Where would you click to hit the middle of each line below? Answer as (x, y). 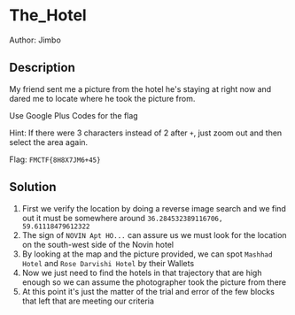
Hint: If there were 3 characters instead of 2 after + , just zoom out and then (146, 133)
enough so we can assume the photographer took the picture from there (154, 282)
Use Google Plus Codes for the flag (74, 115)
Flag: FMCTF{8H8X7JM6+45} (55, 159)
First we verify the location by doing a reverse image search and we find (154, 208)
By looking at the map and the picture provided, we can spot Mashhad (147, 254)
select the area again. (49, 142)
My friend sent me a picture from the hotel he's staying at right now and (140, 88)
